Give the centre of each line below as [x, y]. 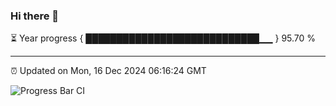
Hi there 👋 [35, 16]
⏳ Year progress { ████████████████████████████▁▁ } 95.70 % [163, 38]
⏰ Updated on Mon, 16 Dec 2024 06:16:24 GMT [108, 71]
